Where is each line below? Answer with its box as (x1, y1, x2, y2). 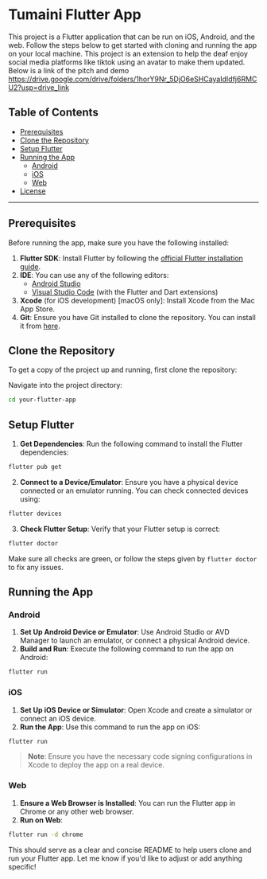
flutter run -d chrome (8, 830, 83, 838)
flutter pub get (8, 463, 62, 471)
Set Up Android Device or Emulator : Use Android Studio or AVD (19, 627, 230, 637)
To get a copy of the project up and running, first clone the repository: (8, 365, 238, 375)
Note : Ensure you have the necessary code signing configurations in (27, 752, 253, 761)
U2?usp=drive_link (8, 82, 70, 92)
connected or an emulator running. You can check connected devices (19, 486, 249, 495)
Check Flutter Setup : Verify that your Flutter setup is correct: (19, 524, 221, 533)
